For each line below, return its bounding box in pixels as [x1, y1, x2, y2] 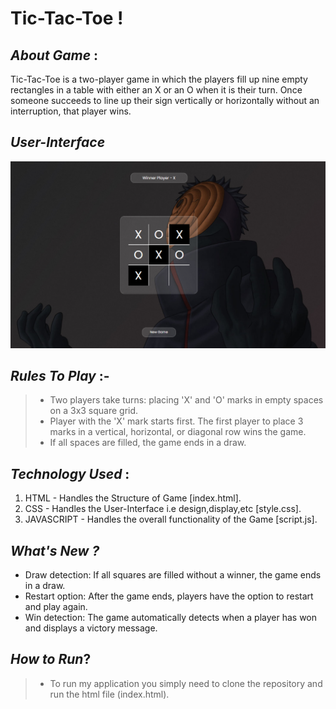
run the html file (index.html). [49, 688, 170, 700]
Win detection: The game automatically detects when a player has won [24, 612, 318, 623]
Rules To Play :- [10, 367, 110, 384]
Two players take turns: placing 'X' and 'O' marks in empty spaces [49, 394, 324, 406]
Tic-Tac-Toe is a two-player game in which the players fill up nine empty [10, 73, 308, 85]
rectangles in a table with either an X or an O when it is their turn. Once [10, 84, 303, 96]
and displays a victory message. [24, 622, 158, 634]
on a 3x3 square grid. [49, 405, 139, 417]
